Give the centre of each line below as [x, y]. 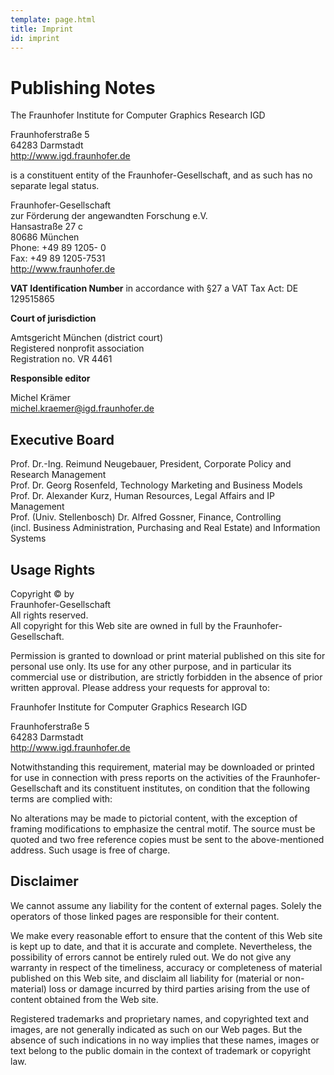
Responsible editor [50, 378]
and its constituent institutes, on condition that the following [186, 788]
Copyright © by [42, 593]
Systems [28, 538]
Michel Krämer [41, 398]
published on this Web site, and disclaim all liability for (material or [146, 978]
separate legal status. [55, 186]
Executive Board [62, 439]
